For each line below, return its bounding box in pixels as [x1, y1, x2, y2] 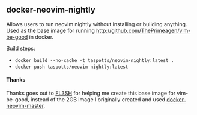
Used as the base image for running [6, 27, 95, 34]
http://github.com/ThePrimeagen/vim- [95, 27, 191, 34]
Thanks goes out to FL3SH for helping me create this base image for [6, 89, 176, 97]
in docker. [29, 33, 54, 41]
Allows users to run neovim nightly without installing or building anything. [6, 20, 187, 27]
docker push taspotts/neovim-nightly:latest [14, 64, 129, 70]
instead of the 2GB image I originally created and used [31, 96, 166, 103]
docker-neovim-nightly [6, 5, 96, 15]
